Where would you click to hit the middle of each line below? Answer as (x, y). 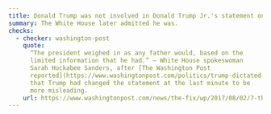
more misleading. (59, 90)
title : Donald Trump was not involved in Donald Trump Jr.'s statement (131, 16)
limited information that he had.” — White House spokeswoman (136, 61)
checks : (21, 31)
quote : (34, 46)
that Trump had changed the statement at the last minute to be (140, 83)
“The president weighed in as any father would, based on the (136, 53)
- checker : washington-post (63, 38)
